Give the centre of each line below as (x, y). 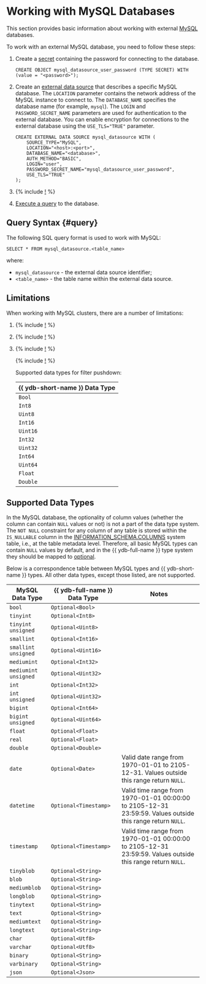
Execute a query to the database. (57, 203)
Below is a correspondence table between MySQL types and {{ (86, 569)
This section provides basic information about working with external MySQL (102, 28)
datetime (22, 806)
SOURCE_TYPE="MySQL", (54, 143)
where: (15, 260)
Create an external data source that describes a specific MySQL (96, 87)
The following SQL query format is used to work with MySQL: (84, 237)
